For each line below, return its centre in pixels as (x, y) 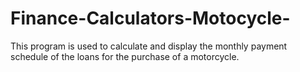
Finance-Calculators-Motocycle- (150, 18)
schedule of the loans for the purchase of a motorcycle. (125, 56)
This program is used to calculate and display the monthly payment (149, 46)
